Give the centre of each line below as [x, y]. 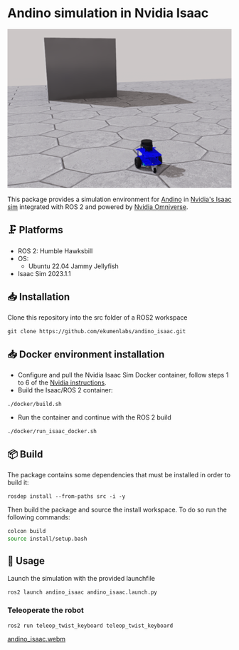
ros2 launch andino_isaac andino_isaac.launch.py [83, 592]
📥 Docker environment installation [86, 354]
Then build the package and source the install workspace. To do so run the [117, 510]
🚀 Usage [26, 561]
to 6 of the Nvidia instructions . [62, 382]
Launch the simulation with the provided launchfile [81, 578]
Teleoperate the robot [46, 610]
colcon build [27, 532]
